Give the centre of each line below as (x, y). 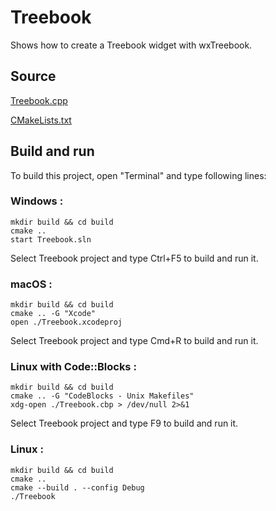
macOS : (31, 284)
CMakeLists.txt (41, 120)
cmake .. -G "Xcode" (53, 314)
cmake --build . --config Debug (77, 487)
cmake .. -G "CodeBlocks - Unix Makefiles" (102, 396)
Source (33, 76)
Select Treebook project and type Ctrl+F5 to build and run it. (134, 258)
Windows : (37, 201)
